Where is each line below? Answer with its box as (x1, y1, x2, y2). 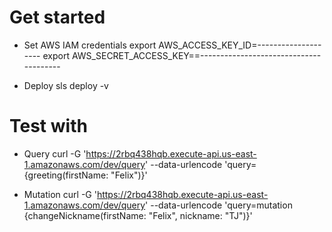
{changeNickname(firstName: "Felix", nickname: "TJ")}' (23, 209, 253, 221)
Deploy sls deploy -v (23, 79, 109, 91)
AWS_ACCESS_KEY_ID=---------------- (158, 39, 322, 51)
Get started (9, 6, 106, 29)
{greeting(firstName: (23, 169, 109, 181)
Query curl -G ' (23, 147, 87, 160)
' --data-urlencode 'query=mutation (145, 199, 293, 211)
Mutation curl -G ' (23, 188, 97, 200)
